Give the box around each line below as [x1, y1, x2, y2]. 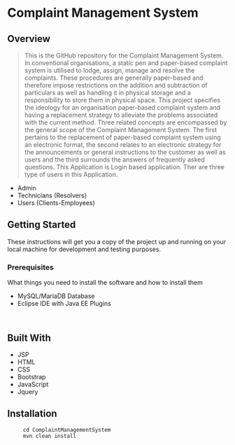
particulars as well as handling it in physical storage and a [24, 89, 191, 97]
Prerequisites [7, 262, 54, 272]
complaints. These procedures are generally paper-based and [24, 73, 204, 82]
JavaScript [17, 380, 49, 388]
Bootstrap [17, 372, 46, 381]
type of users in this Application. [24, 170, 118, 178]
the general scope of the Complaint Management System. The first [24, 126, 218, 134]
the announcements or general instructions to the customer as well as [24, 148, 226, 156]
